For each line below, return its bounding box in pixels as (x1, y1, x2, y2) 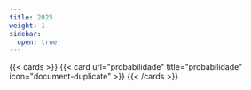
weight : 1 (9, 21, 46, 30)
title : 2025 (9, 12, 53, 22)
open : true (17, 37, 58, 47)
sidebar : (9, 29, 42, 38)
